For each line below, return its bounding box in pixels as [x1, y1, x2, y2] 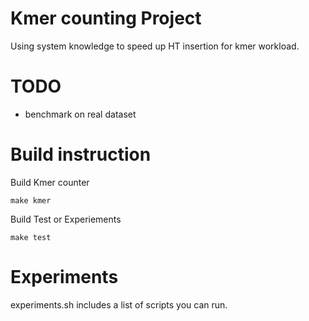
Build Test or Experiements [10, 213, 122, 225]
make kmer [10, 195, 52, 206]
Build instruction [10, 143, 152, 166]
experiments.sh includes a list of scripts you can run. [10, 298, 228, 311]
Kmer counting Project [10, 7, 202, 30]
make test [10, 232, 52, 242]
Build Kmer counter [10, 176, 90, 188]
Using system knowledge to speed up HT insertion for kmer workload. [10, 40, 300, 52]
